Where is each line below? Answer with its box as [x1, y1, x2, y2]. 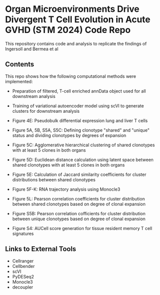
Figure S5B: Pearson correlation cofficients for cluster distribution [12, 210, 146, 216]
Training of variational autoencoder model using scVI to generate [12, 102, 144, 109]
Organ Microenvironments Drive [5, 3, 139, 15]
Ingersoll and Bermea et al [5, 46, 59, 52]
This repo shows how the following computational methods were [5, 73, 136, 79]
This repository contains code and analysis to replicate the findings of [5, 40, 147, 46]
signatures [12, 230, 34, 236]
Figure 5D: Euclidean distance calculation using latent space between [12, 157, 154, 163]
